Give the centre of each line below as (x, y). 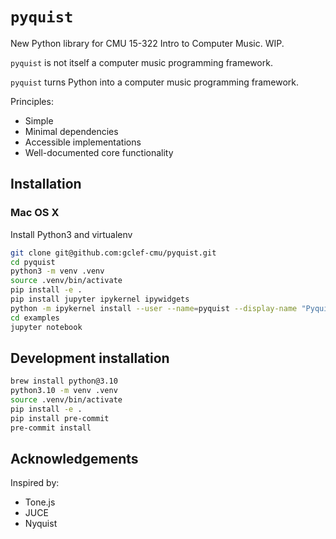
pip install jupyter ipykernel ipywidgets (100, 299)
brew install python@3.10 (64, 381)
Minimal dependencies (71, 131)
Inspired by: (35, 483)
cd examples (35, 318)
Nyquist (41, 524)
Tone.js (40, 502)
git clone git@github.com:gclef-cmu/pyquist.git (113, 253)
